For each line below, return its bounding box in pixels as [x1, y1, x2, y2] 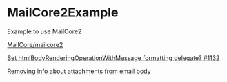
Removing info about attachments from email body [7, 67, 151, 75]
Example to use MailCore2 [7, 27, 82, 36]
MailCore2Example [7, 5, 119, 20]
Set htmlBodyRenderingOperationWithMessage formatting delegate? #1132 [7, 53, 220, 62]
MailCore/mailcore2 [7, 40, 63, 49]
